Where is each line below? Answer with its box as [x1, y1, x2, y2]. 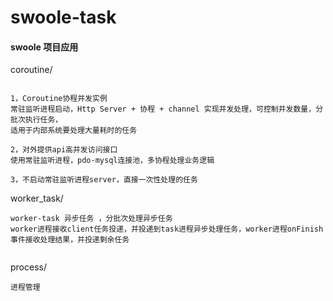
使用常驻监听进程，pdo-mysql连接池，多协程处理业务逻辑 [10, 156, 215, 166]
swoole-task [10, 6, 117, 29]
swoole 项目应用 [10, 41, 79, 53]
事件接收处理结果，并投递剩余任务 [10, 235, 130, 245]
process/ [10, 261, 47, 273]
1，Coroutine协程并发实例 [10, 94, 108, 104]
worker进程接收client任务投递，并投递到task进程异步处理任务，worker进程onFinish [10, 224, 324, 235]
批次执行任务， [10, 115, 63, 125]
